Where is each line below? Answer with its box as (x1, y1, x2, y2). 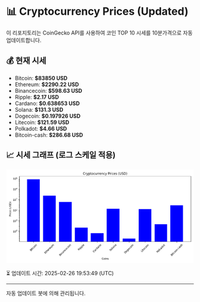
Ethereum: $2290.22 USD (14, 81, 79, 88)
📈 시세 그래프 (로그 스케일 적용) (6, 150, 116, 161)
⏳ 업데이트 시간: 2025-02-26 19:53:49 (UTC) (6, 269, 114, 276)
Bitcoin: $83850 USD (14, 74, 68, 81)
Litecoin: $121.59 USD (14, 118, 70, 125)
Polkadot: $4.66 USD (14, 125, 67, 132)
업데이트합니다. (6, 36, 42, 43)
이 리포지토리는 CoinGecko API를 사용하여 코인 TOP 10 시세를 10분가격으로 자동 (6, 29, 193, 36)
